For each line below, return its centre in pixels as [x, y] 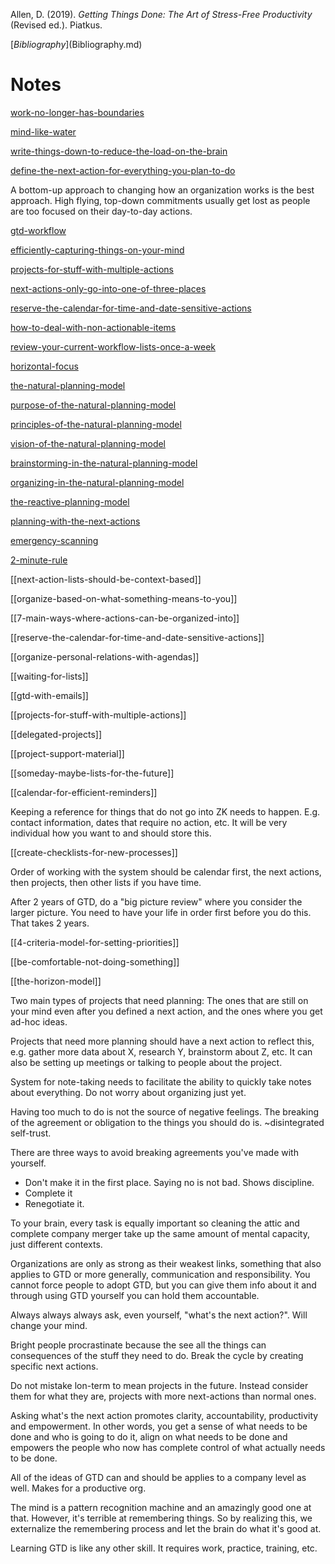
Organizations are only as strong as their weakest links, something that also [166, 1263]
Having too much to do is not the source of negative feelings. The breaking [165, 1111]
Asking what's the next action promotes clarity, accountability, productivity [164, 1415]
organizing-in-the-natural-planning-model [97, 482]
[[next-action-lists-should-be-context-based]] [106, 579]
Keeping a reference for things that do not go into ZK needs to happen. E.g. [165, 811]
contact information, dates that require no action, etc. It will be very [149, 822]
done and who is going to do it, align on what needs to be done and [149, 1436]
